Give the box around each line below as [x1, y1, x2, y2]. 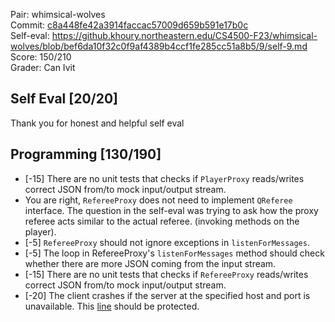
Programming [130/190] [10, 146, 162, 163]
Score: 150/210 [10, 51, 72, 63]
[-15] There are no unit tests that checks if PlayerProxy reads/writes [24, 172, 305, 184]
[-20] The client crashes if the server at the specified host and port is [24, 289, 311, 301]
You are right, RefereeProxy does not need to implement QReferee [24, 194, 293, 206]
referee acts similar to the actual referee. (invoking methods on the [24, 215, 300, 227]
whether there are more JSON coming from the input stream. [24, 257, 277, 269]
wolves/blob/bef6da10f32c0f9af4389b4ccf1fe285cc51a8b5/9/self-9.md [10, 40, 308, 52]
